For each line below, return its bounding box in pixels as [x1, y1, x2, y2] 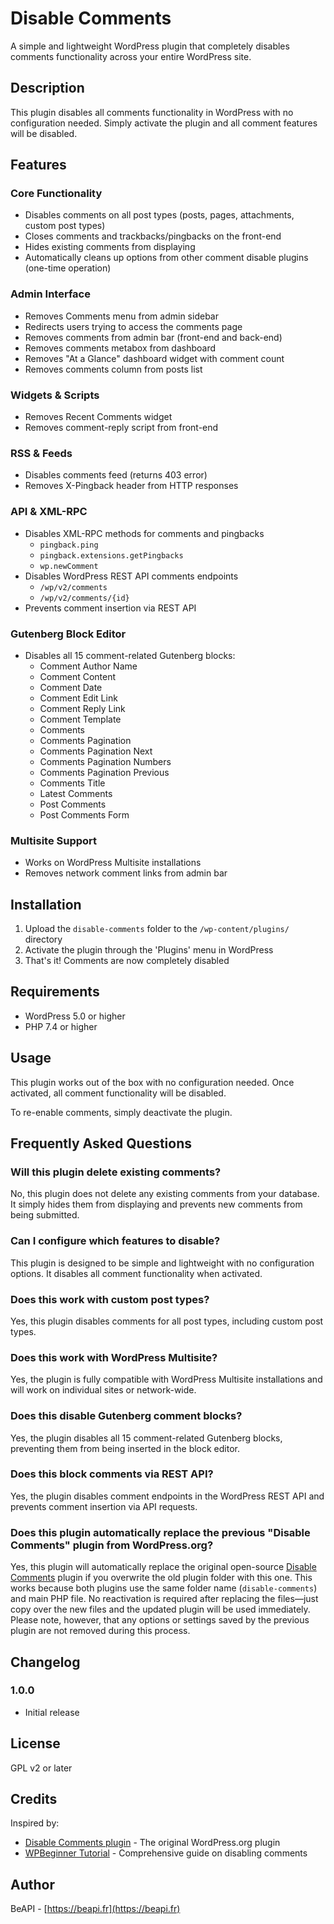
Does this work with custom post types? [10, 1292, 210, 1306]
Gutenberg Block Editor [10, 627, 127, 641]
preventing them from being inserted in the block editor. [10, 1442, 240, 1454]
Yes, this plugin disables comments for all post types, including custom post [10, 1315, 324, 1327]
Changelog [10, 1653, 81, 1671]
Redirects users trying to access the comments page [24, 320, 243, 332]
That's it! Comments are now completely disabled [24, 955, 230, 967]
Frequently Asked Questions [10, 1135, 193, 1152]
